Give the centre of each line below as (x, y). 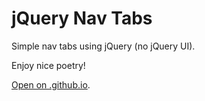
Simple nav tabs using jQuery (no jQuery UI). (103, 46)
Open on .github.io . (51, 84)
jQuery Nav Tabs (82, 18)
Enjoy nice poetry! (48, 65)
